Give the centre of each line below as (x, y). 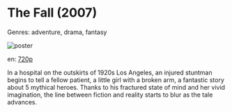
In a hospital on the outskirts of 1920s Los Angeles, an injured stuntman (110, 72)
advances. (22, 102)
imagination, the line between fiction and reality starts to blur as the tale (110, 95)
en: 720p (20, 59)
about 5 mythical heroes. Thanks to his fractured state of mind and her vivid (116, 87)
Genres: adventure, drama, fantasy (57, 32)
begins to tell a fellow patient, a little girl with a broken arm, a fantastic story (116, 80)
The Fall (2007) (52, 13)
